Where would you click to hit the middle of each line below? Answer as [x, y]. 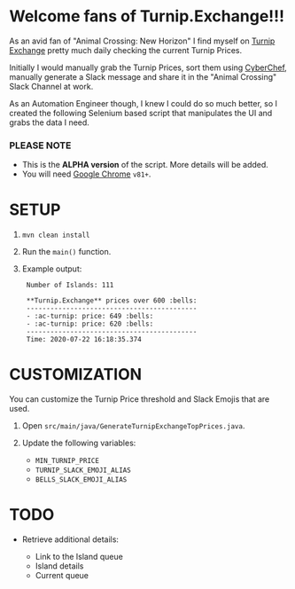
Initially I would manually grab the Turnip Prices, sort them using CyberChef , [148, 67]
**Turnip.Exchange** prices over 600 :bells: [112, 301]
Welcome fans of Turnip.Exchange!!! [147, 16]
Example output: [52, 269]
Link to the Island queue [79, 557]
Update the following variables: [79, 443]
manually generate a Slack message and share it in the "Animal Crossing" [143, 76]
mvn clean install [56, 236]
